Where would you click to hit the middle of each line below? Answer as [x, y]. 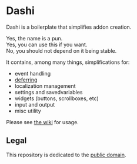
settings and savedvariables [49, 92]
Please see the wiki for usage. [43, 122]
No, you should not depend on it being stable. [61, 50]
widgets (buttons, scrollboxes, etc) [56, 98]
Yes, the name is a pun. [34, 38]
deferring [26, 80]
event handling [33, 73]
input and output [35, 104]
